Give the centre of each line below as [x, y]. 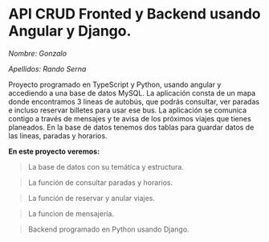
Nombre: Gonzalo [37, 53]
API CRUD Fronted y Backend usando [134, 14]
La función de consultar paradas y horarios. [100, 183]
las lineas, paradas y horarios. [58, 135]
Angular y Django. [70, 31]
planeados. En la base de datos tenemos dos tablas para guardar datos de [131, 127]
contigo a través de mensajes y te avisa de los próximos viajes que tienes [130, 118]
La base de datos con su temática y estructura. [106, 166]
